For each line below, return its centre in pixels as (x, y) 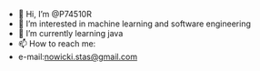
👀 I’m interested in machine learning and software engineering (135, 24)
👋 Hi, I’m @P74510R (55, 14)
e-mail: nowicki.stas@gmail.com (78, 56)
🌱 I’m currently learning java (70, 33)
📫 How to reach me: (57, 44)
